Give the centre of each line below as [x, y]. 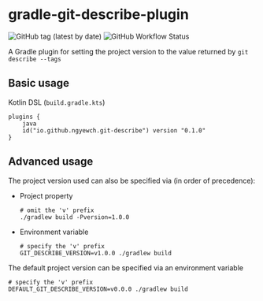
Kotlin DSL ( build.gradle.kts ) [57, 102]
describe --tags [35, 59]
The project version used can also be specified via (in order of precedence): [132, 180]
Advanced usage [51, 162]
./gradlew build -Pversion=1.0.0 [74, 217]
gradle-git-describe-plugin [98, 15]
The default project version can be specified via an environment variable [126, 268]
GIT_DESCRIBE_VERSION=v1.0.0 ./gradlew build [95, 253]
